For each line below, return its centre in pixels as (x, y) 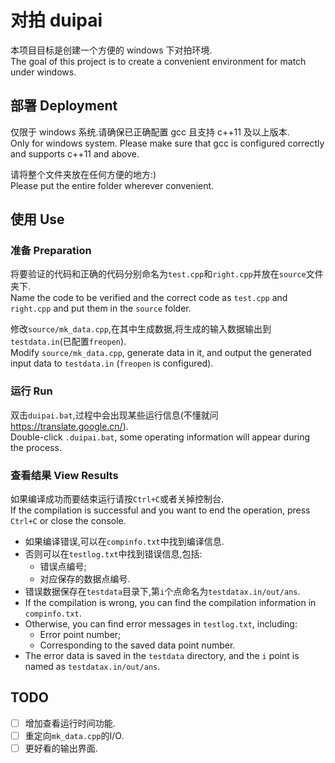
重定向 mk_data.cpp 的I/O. (74, 735)
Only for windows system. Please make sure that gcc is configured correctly (167, 143)
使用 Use (37, 219)
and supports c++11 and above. (75, 153)
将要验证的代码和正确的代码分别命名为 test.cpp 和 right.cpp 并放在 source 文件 (167, 274)
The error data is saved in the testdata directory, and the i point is (162, 656)
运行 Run (31, 391)
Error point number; (80, 635)
